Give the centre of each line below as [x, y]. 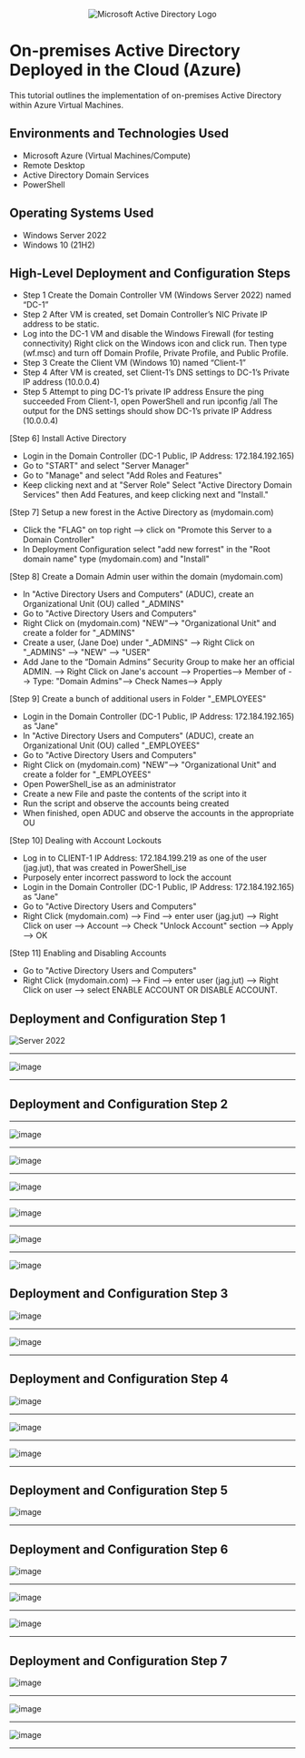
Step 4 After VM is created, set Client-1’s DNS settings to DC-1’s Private [156, 372]
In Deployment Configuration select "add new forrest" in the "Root [146, 550]
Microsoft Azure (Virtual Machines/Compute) [107, 156]
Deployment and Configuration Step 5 [119, 1491]
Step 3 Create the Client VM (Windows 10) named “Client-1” [134, 363]
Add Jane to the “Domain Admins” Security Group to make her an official [158, 662]
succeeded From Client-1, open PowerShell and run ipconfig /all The [150, 401]
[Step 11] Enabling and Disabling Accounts [88, 953]
